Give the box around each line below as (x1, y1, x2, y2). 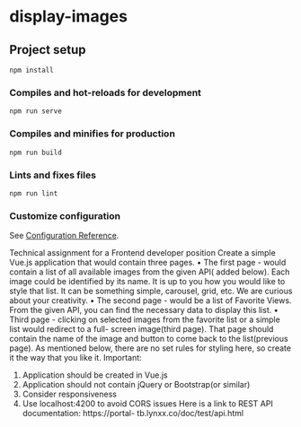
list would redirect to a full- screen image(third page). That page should (9, 324, 274, 335)
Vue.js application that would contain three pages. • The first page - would (9, 257, 287, 268)
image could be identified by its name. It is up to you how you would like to (9, 276, 286, 287)
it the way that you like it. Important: (9, 353, 142, 363)
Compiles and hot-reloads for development (9, 86, 202, 99)
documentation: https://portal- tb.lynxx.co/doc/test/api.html (22, 408, 244, 419)
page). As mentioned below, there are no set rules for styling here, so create (9, 343, 292, 353)
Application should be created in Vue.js (22, 370, 168, 380)
